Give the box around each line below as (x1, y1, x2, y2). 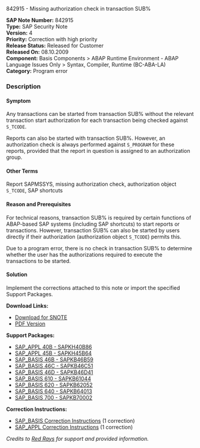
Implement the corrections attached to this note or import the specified (6, 284, 180, 291)
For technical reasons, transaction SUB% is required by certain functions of (6, 214, 192, 221)
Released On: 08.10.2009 (6, 48, 69, 56)
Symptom (6, 97, 31, 104)
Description (6, 82, 41, 90)
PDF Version (14, 320, 46, 327)
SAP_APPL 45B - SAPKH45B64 (14, 349, 92, 357)
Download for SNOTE (14, 314, 67, 321)
